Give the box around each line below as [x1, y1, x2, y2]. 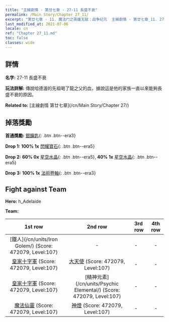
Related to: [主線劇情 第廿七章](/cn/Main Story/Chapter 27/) [5, 102, 129, 108]
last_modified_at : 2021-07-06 [5, 21, 69, 27]
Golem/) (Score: [15, 242, 53, 249]
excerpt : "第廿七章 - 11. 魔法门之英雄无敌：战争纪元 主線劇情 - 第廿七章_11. [5, 17, 157, 22]
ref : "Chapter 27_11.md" [5, 31, 57, 36]
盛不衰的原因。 [5, 91, 36, 97]
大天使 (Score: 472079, [68, 258, 125, 265]
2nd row [87, 223, 107, 230]
